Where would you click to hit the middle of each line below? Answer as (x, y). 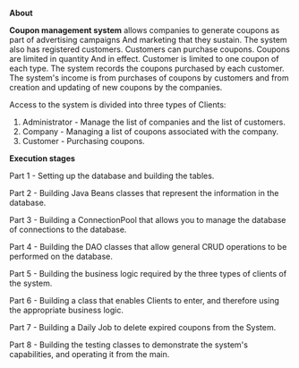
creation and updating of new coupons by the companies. (116, 87)
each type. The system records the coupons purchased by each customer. (147, 68)
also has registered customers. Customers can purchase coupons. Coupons (150, 49)
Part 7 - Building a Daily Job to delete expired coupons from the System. (143, 327)
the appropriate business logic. (66, 310)
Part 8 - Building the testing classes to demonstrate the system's (129, 345)
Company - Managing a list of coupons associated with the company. (150, 132)
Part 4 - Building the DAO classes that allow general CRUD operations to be (148, 247)
